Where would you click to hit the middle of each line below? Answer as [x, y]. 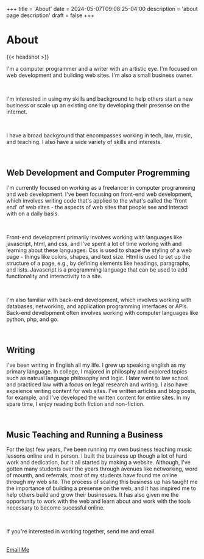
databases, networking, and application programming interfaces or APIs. [97, 306]
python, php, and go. [33, 319]
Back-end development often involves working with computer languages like [102, 312]
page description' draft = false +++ [51, 15]
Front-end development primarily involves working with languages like [94, 237]
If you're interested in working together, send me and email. [81, 532]
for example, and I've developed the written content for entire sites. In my [98, 397]
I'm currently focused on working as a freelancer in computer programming [101, 187]
